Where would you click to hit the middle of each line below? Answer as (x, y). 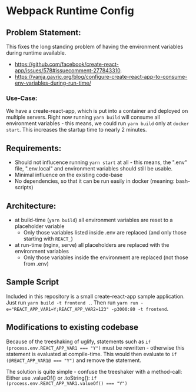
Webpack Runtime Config (70, 11)
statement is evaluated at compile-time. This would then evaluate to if (92, 354)
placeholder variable (39, 226)
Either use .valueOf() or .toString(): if (52, 378)
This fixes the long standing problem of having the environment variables (95, 46)
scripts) (24, 187)
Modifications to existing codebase (72, 327)
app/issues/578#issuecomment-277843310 (67, 71)
